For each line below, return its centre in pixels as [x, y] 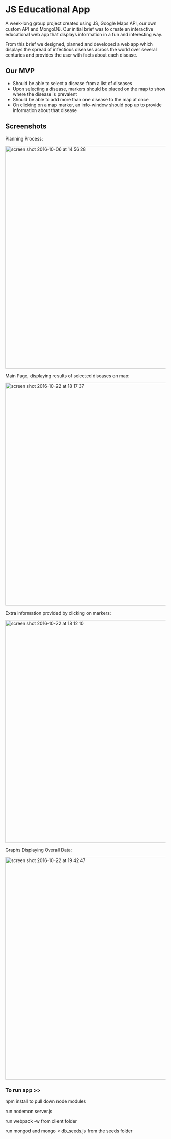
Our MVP [20, 71]
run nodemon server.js [29, 1111]
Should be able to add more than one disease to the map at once [81, 99]
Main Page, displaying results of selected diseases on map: [67, 376]
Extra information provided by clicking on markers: [58, 613]
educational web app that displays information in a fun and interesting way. [84, 34]
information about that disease [45, 110]
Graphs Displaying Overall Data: [39, 850]
